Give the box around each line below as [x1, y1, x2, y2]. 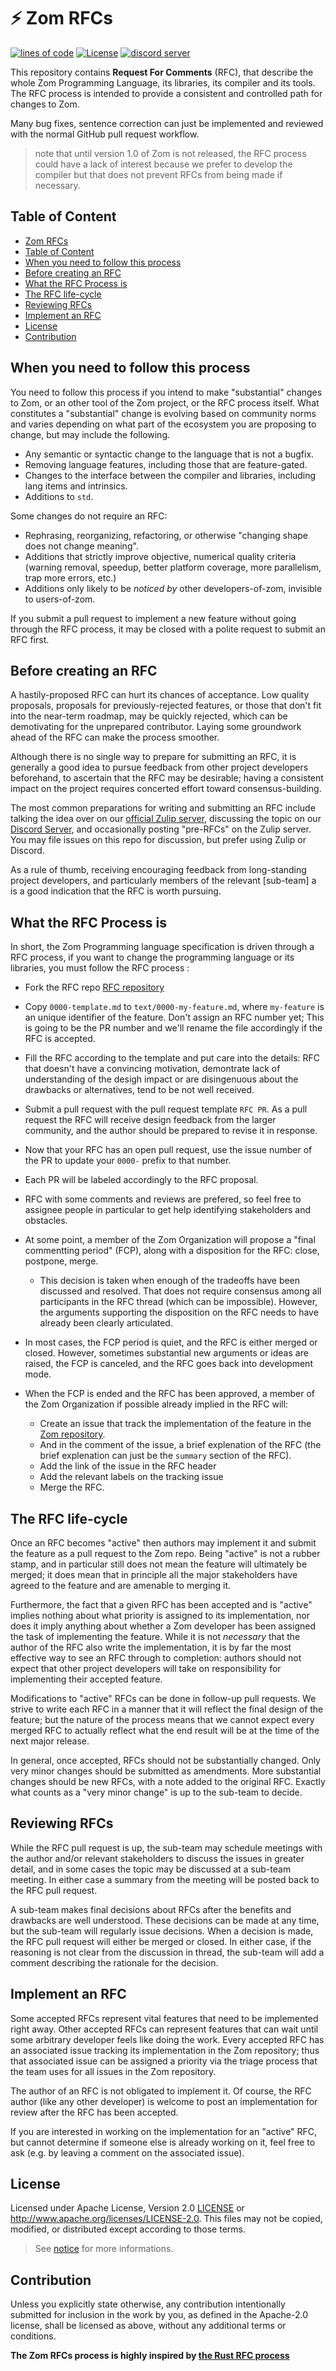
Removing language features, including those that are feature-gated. [24, 458, 308, 470]
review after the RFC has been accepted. [10, 2106, 179, 2118]
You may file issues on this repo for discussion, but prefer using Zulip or [10, 834, 307, 846]
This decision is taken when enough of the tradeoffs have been [39, 1275, 301, 1287]
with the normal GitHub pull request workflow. [10, 128, 200, 140]
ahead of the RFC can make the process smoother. [10, 731, 220, 744]
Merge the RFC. [39, 1481, 105, 1494]
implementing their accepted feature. [10, 1673, 163, 1685]
